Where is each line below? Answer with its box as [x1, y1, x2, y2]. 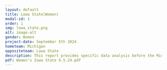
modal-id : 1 [5, 16, 30, 21]
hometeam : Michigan [5, 44, 46, 49]
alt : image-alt [5, 30, 37, 35]
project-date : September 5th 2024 [5, 39, 77, 44]
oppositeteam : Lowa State [5, 48, 59, 53]
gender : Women [5, 35, 35, 40]
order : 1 [5, 21, 23, 26]
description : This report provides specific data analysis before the [5, 53, 155, 58]
